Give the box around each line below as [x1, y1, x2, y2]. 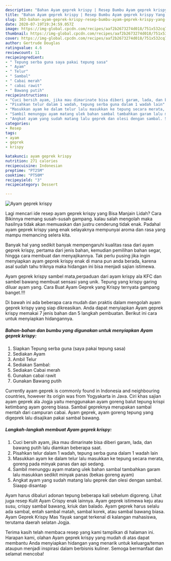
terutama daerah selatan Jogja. [5, 519, 71, 525]
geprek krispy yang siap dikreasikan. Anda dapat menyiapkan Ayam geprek [5, 305, 163, 311]
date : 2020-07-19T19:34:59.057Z [5, 21, 74, 27]
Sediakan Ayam [12, 351, 46, 357]
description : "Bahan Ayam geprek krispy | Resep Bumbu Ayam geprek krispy [5, 7, 167, 13]
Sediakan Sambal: [12, 362, 51, 368]
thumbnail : [5, 31, 28, 36]
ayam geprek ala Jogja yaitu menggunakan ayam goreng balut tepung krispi [5, 399, 165, 405]
